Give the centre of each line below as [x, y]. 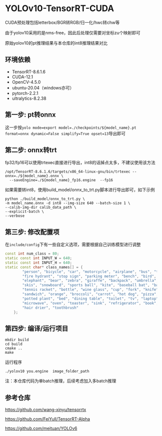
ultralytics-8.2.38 [29, 98]
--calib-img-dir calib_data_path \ [41, 208]
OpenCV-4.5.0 [26, 82]
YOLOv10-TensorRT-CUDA [60, 8]
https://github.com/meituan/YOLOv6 [41, 428]
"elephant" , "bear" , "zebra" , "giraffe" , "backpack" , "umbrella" [89, 281]
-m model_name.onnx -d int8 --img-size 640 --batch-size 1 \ [68, 203]
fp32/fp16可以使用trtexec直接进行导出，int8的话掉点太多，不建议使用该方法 [80, 163]
